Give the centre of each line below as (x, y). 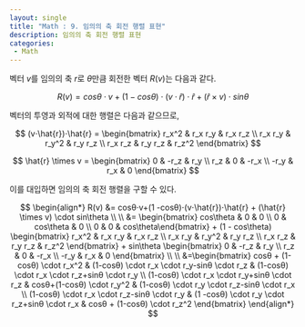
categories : (32, 43)
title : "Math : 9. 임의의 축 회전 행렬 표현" (88, 26)
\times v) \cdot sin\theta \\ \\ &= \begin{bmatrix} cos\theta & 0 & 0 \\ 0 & (153, 217)
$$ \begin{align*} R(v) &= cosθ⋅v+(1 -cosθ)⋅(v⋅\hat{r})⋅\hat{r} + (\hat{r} (153, 208)
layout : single (38, 18)
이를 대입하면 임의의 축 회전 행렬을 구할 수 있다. (93, 189)
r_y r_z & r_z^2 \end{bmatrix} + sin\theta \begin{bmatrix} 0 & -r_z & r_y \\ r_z (153, 246)
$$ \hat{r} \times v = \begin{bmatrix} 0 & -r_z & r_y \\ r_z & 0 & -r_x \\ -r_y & (153, 161)
